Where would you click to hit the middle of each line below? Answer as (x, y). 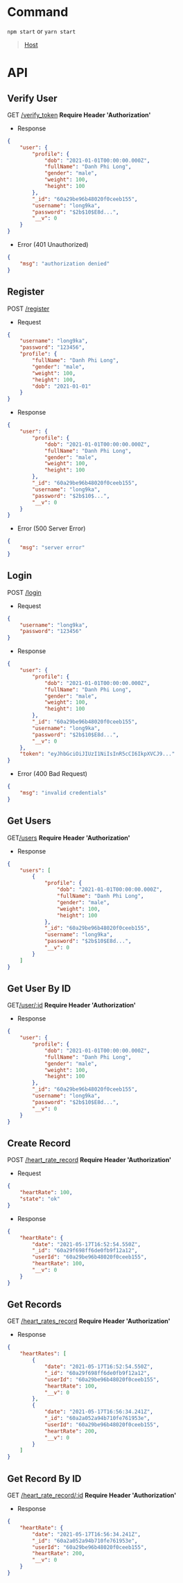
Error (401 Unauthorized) (53, 245)
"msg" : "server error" (52, 548)
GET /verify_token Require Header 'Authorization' (79, 114)
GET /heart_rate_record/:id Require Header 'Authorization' (92, 1495)
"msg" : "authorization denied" (65, 263)
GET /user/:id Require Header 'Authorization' (72, 1005)
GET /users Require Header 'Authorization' (69, 838)
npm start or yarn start (42, 31)
